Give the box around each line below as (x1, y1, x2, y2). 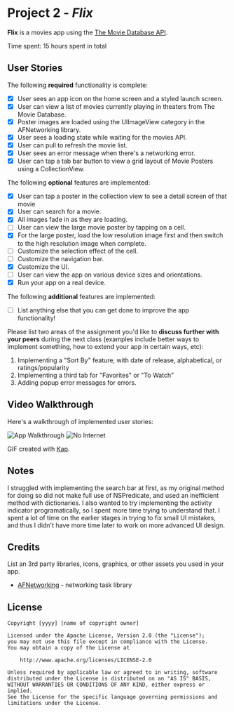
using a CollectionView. (17, 165, 85, 173)
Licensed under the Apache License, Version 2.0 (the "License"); (7, 632, 205, 640)
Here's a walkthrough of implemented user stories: (7, 417, 154, 426)
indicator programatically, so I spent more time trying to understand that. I (7, 506, 221, 514)
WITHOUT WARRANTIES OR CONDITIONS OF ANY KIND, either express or (7, 681, 205, 689)
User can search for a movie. (17, 207, 102, 216)
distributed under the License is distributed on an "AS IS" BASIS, (7, 675, 212, 683)
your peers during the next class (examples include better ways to (7, 335, 200, 343)
